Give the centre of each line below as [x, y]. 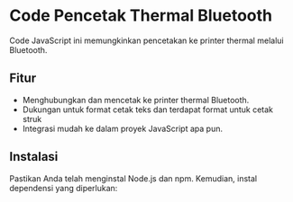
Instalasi [34, 157]
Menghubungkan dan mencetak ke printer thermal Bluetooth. [136, 100]
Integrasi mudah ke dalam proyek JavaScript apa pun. [123, 128]
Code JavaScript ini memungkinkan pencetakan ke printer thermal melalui [146, 40]
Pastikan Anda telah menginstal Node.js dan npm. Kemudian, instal [133, 178]
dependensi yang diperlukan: [64, 188]
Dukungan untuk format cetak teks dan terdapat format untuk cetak [147, 110]
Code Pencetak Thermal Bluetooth [141, 16]
